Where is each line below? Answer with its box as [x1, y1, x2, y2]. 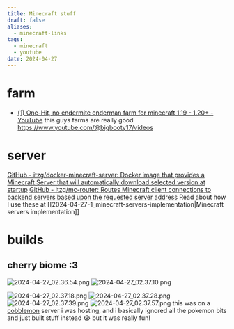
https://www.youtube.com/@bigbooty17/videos [17, 123, 153, 131]
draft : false [7, 17, 45, 24]
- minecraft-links [13, 29, 68, 37]
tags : [7, 36, 23, 43]
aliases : [7, 23, 33, 30]
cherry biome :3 [7, 259, 79, 271]
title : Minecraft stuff [7, 10, 77, 17]
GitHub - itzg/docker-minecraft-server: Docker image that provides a [7, 170, 205, 179]
